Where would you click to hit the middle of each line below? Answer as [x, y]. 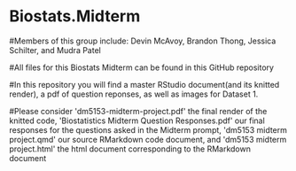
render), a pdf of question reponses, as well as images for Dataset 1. [134, 94]
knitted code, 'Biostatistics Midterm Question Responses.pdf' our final [137, 120]
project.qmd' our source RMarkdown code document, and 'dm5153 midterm [148, 139]
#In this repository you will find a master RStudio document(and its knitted [144, 84]
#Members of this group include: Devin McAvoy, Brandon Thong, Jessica [143, 41]
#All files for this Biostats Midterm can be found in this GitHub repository [142, 67]
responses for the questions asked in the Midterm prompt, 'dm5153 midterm [148, 129]
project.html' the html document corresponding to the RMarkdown [130, 149]
